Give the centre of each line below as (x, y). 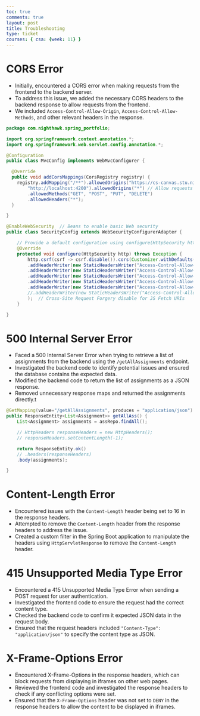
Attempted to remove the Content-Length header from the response (97, 524)
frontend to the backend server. (54, 92)
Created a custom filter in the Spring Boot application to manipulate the (102, 537)
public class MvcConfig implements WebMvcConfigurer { (76, 161)
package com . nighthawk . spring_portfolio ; (58, 128)
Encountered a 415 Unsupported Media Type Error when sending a (97, 590)
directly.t (26, 400)
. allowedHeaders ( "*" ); (56, 199)
